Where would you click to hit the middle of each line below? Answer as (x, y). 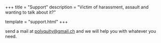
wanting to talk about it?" (30, 12)
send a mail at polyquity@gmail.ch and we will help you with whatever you (81, 31)
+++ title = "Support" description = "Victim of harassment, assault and (77, 7)
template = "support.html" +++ (37, 22)
